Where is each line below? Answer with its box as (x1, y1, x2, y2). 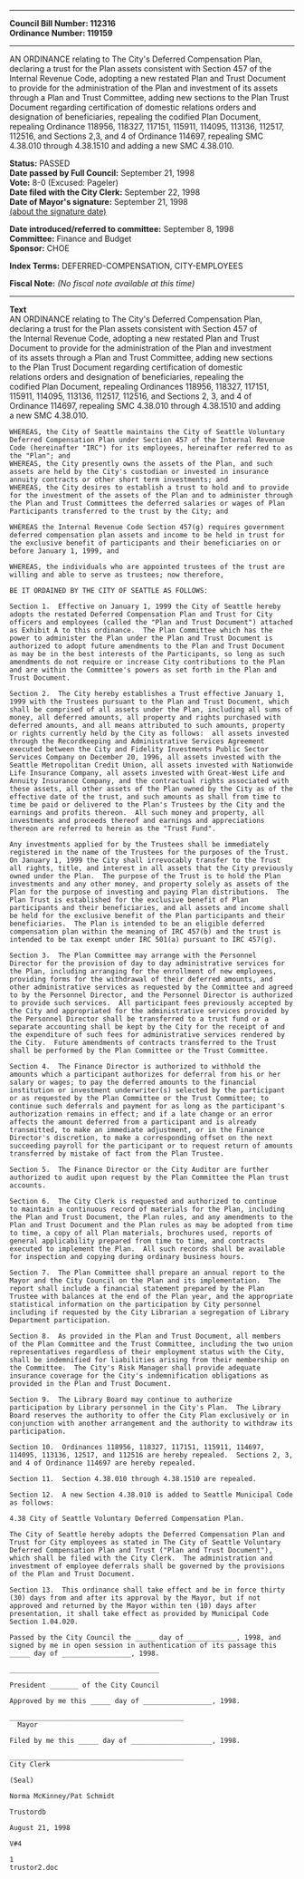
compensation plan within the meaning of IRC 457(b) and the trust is (9, 927, 281, 936)
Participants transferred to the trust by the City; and (9, 507, 229, 516)
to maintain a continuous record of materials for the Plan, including (9, 1205, 285, 1214)
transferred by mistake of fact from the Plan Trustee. (9, 1149, 224, 1158)
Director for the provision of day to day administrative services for (9, 959, 285, 968)
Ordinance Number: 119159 (9, 28, 113, 38)
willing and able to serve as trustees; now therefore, (9, 570, 224, 579)
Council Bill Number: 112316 (9, 18, 116, 28)
